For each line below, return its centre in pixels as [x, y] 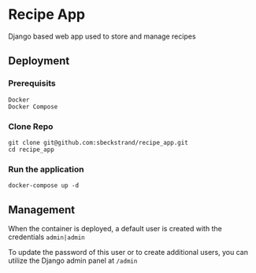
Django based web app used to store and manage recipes [102, 36]
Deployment [39, 61]
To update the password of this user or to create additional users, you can [128, 253]
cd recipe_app [32, 149]
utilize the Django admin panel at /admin [73, 260]
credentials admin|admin [46, 237]
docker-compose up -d [44, 186]
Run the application [46, 169]
